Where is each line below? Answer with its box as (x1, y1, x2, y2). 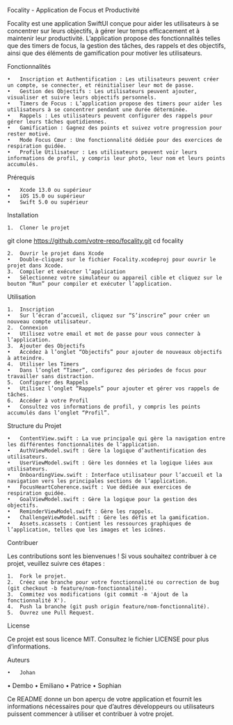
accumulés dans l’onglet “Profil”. (7, 409, 111, 416)
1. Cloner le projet (7, 225, 70, 231)
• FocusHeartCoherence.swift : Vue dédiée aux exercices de (7, 484, 191, 491)
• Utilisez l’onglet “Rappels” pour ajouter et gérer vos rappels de (7, 385, 219, 392)
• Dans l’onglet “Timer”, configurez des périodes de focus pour (7, 367, 207, 374)
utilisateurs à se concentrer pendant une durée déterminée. (7, 106, 188, 113)
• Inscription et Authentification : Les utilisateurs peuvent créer (7, 76, 219, 83)
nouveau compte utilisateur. (7, 318, 92, 325)
